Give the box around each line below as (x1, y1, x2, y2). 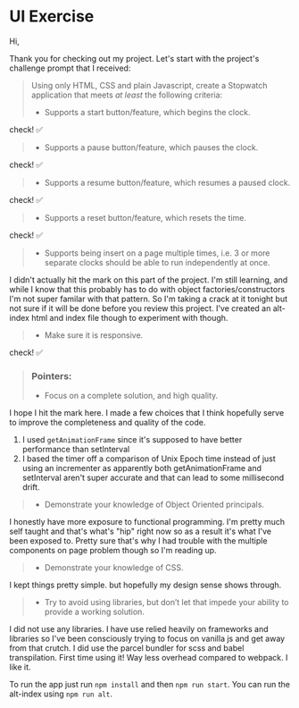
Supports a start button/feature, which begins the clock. (44, 106, 252, 117)
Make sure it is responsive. (44, 329, 144, 341)
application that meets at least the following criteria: (30, 89, 223, 100)
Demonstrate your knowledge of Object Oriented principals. (44, 499, 265, 510)
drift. (21, 482, 40, 493)
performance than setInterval (21, 444, 130, 455)
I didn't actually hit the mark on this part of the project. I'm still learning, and (9, 274, 288, 285)
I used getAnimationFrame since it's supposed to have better (21, 434, 243, 445)
